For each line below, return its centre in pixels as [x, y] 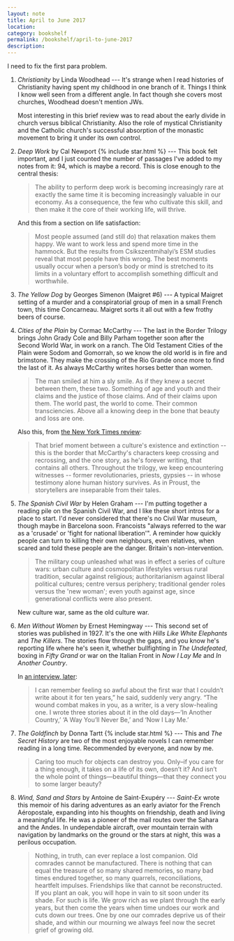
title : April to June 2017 [46, 20]
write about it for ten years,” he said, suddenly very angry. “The [126, 697]
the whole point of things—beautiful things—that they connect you [131, 776]
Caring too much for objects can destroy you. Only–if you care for [129, 762]
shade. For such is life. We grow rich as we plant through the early [130, 900]
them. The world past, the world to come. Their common [116, 403]
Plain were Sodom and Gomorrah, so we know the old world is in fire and [122, 353]
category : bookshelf [37, 33]
